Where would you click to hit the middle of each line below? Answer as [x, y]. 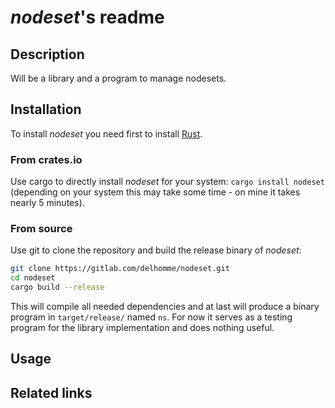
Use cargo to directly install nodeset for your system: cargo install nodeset [167, 182]
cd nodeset [33, 278]
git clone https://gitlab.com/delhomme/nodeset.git [120, 269]
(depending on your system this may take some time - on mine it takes [155, 192]
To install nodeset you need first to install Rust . [106, 133]
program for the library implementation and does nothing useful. [142, 328]
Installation [46, 109]
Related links [51, 392]
